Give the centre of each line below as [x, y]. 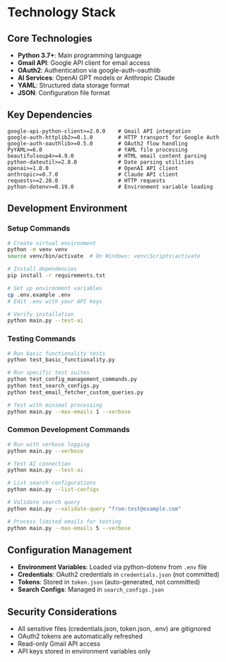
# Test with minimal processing [55, 405]
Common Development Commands [69, 430]
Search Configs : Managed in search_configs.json [91, 589]
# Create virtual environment [52, 243]
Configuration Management [70, 550]
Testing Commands [42, 339]
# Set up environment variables [55, 288]
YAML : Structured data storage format [73, 85]
